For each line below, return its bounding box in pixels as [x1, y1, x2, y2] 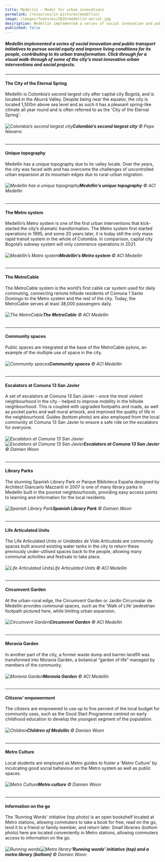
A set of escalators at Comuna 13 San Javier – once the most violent [5, 393, 143, 399]
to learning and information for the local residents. [5, 494, 107, 500]
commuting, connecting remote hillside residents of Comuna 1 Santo [5, 290, 143, 296]
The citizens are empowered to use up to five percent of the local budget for [5, 706, 160, 712]
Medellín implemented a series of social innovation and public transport [5, 40, 156, 47]
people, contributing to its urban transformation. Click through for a [5, 51, 147, 57]
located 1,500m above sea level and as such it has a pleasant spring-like [5, 102, 152, 108]
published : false [5, 26, 41, 30]
